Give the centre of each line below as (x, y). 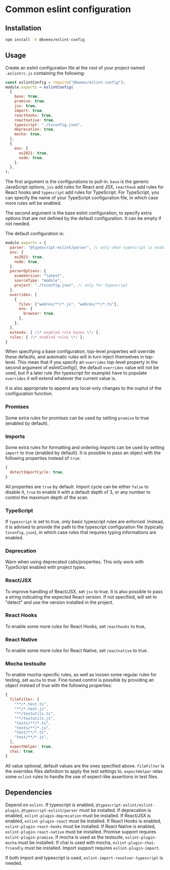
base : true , (27, 97)
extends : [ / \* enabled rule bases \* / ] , (55, 332)
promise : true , (30, 101)
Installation (23, 28)
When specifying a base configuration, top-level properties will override (80, 351)
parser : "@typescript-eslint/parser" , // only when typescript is (81, 248)
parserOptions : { (28, 271)
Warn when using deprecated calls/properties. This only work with (75, 562)
